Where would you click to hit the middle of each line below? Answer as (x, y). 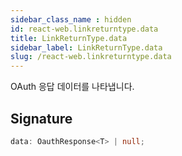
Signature (41, 118)
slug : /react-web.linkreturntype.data (91, 57)
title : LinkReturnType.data (69, 38)
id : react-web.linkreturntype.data (84, 29)
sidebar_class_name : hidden (71, 19)
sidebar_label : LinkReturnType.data (86, 47)
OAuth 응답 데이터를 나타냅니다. (72, 87)
